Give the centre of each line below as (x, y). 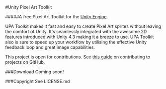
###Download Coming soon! (35, 72)
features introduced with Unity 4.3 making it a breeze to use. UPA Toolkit (80, 37)
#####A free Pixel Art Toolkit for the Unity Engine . (57, 17)
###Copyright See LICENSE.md (38, 81)
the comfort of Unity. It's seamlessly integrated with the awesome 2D (76, 31)
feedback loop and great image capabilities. (50, 47)
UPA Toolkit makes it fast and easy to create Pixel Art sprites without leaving (83, 26)
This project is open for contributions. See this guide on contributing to (78, 57)
